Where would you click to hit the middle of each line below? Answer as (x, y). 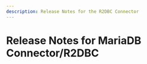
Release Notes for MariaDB (74, 40)
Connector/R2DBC (52, 53)
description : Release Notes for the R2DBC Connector (73, 11)
